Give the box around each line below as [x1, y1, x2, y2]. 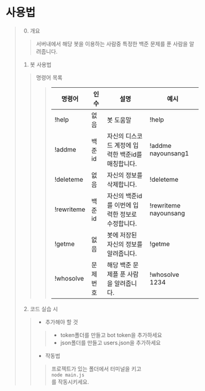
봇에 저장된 [106, 231, 137, 239]
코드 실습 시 [29, 305, 58, 312]
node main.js [51, 372, 85, 378]
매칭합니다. [106, 159, 137, 168]
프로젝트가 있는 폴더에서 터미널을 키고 [51, 365, 142, 372]
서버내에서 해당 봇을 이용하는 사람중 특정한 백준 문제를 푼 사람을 [35, 40, 188, 47]
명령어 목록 [35, 74, 62, 81]
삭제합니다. [106, 180, 137, 188]
